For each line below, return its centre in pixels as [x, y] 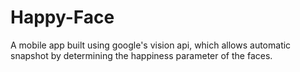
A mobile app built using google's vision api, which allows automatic [151, 45]
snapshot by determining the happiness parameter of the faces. [141, 55]
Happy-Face [62, 17]
